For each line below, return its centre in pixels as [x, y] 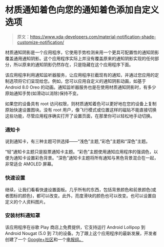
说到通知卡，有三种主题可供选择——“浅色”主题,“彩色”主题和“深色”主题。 [78, 141]
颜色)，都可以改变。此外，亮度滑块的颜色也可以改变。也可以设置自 [89, 196]
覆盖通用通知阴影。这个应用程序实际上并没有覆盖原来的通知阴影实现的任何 [80, 58]
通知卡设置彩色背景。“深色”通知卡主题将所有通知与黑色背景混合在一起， [86, 158]
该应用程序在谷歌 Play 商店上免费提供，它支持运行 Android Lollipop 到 [75, 227]
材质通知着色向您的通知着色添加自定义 [82, 10]
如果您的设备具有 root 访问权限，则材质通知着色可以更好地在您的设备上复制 [81, 104]
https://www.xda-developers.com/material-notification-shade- [93, 37]
